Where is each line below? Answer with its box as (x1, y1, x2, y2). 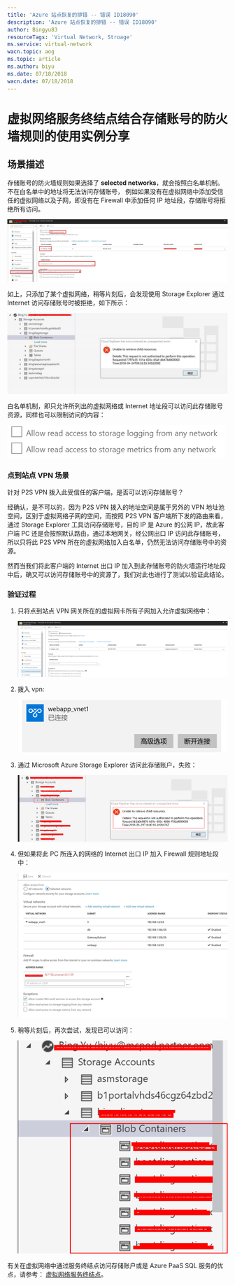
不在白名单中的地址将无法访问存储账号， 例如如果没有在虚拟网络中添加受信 (7, 187, 224, 195)
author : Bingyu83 (7, 26, 58, 33)
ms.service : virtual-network (7, 41, 92, 48)
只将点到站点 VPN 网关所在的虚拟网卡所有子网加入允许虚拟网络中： (17, 606, 212, 615)
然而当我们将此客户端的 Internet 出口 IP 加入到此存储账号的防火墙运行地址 (7, 561, 220, 570)
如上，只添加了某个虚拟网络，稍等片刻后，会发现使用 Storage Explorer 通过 (7, 290, 225, 298)
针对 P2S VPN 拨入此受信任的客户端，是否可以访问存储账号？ (7, 487, 184, 496)
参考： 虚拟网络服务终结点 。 (25, 1270, 107, 1279)
